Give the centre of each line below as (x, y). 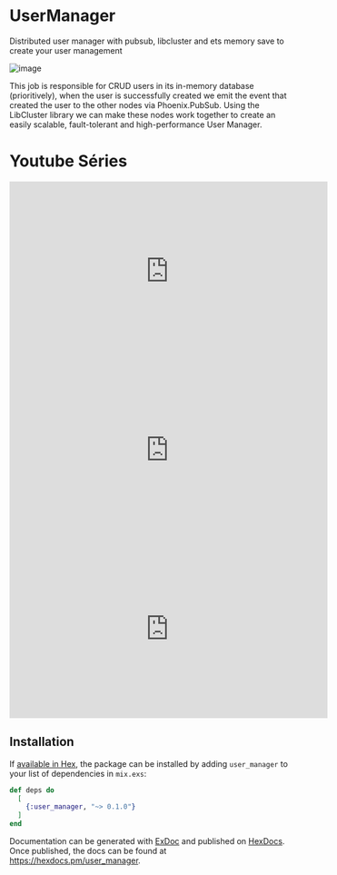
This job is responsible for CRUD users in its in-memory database (132, 85)
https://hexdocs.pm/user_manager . (75, 860)
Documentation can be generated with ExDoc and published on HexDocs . (147, 841)
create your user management (66, 50)
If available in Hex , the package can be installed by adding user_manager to (149, 763)
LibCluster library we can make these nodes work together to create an (143, 114)
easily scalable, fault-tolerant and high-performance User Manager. (136, 124)
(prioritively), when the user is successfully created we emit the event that (148, 95)
